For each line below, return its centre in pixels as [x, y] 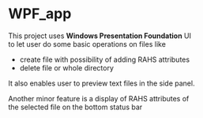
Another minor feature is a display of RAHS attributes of [99, 98]
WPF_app [40, 14]
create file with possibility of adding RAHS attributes [105, 59]
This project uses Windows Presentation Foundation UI [100, 36]
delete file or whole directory [67, 67]
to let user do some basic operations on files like [87, 44]
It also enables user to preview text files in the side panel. [101, 83]
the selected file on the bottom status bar [75, 107]
